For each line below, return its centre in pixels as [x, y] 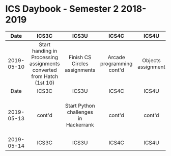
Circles [80, 63]
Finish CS [80, 57]
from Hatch [45, 76]
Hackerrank [80, 124]
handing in [45, 50]
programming [116, 63]
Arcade [117, 57]
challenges [80, 112]
